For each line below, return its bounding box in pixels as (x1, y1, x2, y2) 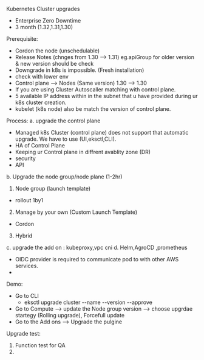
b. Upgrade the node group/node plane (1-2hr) (6, 173, 123, 180)
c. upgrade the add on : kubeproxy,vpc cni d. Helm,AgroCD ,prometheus (6, 244, 188, 251)
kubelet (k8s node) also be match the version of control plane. (15, 105, 171, 112)
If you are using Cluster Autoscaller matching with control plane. (15, 86, 176, 93)
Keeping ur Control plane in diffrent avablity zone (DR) (15, 149, 151, 155)
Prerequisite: (6, 35, 38, 42)
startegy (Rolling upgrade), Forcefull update (15, 312, 125, 319)
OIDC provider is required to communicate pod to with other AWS (15, 256, 179, 263)
